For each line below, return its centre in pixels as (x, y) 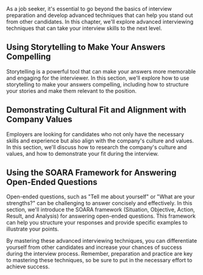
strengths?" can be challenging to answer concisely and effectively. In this (99, 203)
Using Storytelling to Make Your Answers (86, 47)
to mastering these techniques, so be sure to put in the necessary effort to (99, 260)
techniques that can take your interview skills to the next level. (84, 28)
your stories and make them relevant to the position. (71, 91)
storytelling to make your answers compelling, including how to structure (98, 84)
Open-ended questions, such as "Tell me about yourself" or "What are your (101, 197)
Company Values (40, 120)
